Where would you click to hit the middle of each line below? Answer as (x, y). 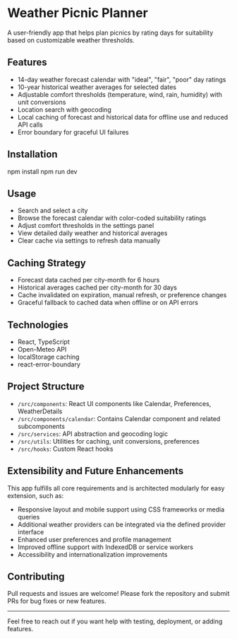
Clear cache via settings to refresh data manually (89, 241)
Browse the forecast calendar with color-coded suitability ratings (112, 218)
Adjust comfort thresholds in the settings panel (86, 226)
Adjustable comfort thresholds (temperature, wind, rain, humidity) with (120, 94)
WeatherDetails (40, 411)
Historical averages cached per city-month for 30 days (97, 287)
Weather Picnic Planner (78, 13)
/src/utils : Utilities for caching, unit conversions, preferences (108, 441)
